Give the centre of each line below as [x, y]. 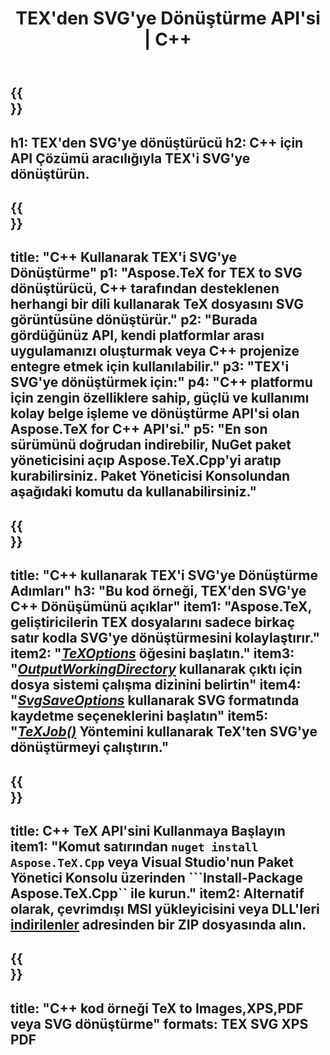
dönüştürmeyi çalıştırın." [90, 747]
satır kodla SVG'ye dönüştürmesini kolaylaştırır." [165, 638]
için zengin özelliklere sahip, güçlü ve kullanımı [160, 398]
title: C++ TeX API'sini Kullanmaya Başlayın [148, 830]
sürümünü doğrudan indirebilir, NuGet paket [151, 445]
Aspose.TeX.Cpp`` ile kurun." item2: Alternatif [157, 893]
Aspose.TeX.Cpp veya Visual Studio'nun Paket [152, 862]
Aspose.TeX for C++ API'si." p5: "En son [139, 429]
